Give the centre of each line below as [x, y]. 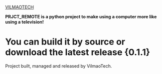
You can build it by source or [65, 42]
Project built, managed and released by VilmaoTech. [59, 66]
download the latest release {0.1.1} [78, 53]
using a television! [24, 22]
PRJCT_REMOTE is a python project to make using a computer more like [81, 17]
